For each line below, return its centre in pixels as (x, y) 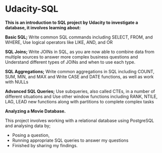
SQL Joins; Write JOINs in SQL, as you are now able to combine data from (80, 52)
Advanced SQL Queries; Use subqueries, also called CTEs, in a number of (80, 91)
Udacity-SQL (32, 9)
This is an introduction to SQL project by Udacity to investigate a (71, 22)
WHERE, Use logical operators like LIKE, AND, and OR (59, 42)
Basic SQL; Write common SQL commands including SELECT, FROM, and (79, 37)
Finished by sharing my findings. (45, 145)
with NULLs (17, 82)
